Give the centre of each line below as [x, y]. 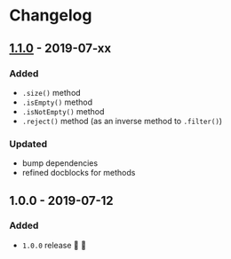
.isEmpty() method [57, 102]
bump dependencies [60, 163]
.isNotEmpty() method [63, 111]
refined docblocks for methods [79, 173]
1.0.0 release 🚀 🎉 [54, 245]
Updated [28, 144]
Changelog [51, 16]
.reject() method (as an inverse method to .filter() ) [122, 121]
